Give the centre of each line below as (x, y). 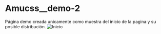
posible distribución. (26, 26)
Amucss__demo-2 (43, 8)
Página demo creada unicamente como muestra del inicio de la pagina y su (80, 22)
